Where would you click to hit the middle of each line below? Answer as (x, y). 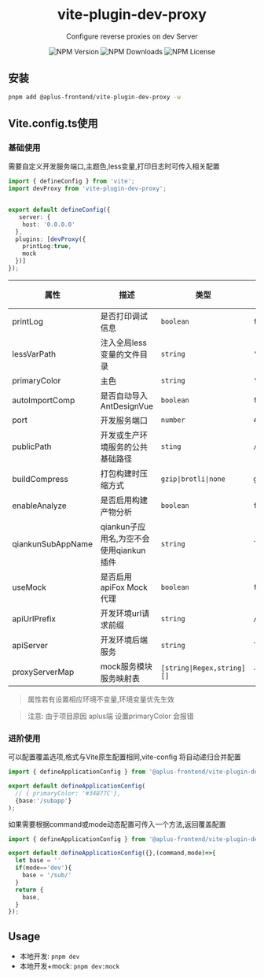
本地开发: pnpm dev (49, 956)
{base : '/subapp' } (44, 801)
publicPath (32, 446)
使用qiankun (123, 550)
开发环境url (121, 613)
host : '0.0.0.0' (49, 224)
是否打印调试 (124, 316)
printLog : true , (47, 246)
